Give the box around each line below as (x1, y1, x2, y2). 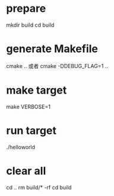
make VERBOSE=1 (6, 103, 50, 110)
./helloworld (6, 143, 36, 150)
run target (6, 124, 56, 137)
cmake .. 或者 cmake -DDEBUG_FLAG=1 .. (6, 62, 108, 69)
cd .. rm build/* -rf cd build (6, 184, 72, 191)
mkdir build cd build (6, 21, 55, 28)
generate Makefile (6, 42, 98, 56)
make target (6, 83, 67, 97)
